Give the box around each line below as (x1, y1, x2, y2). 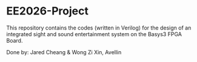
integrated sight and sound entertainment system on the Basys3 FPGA (6, 30, 182, 37)
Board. (6, 37, 23, 44)
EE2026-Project (6, 4, 89, 18)
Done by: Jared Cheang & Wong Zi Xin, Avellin (6, 48, 122, 55)
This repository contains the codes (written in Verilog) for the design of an (6, 24, 192, 31)
